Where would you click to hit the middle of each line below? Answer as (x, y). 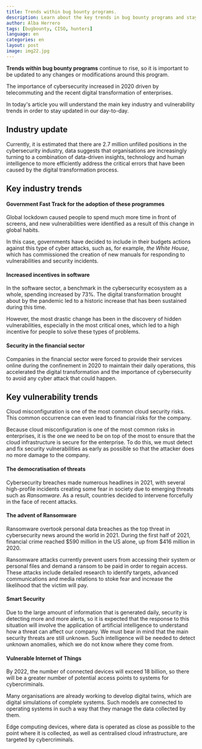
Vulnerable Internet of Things (44, 658)
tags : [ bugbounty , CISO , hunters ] (50, 29)
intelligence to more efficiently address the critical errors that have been (96, 163)
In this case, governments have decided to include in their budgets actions (99, 242)
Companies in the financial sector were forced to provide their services (94, 359)
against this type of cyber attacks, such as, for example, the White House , (98, 248)
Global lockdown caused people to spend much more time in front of (91, 217)
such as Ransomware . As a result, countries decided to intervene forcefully (99, 495)
